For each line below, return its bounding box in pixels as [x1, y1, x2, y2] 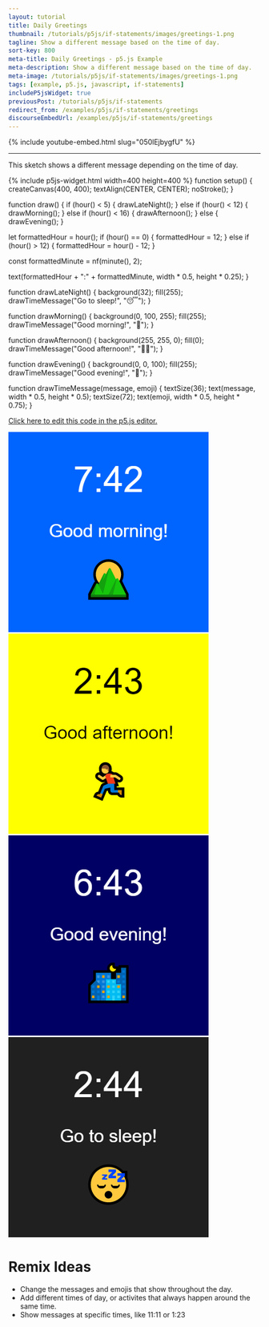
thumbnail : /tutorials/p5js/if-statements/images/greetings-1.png [8, 30, 235, 38]
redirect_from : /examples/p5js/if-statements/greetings [8, 106, 199, 114]
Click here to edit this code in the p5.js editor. [8, 416, 158, 426]
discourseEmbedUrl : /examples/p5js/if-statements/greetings [8, 115, 214, 123]
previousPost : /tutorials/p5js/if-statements [8, 97, 163, 106]
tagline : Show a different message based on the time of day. [8, 38, 220, 46]
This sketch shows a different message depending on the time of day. [8, 160, 239, 170]
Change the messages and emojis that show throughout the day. [19, 1285, 234, 1294]
